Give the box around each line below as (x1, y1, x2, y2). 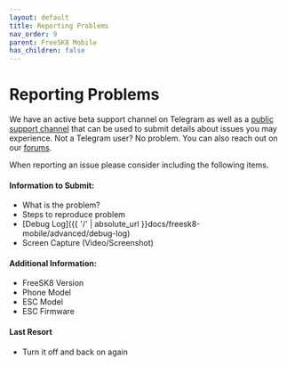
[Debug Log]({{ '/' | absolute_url (21, 219, 140, 230)
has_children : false (9, 46, 86, 55)
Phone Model (21, 287, 71, 298)
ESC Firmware (21, 306, 76, 317)
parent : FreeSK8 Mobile (9, 37, 98, 47)
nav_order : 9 (9, 29, 58, 38)
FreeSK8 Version (21, 278, 84, 289)
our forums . (9, 142, 52, 153)
